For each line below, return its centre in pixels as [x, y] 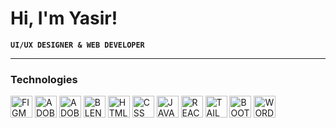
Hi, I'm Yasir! [64, 18]
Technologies [44, 79]
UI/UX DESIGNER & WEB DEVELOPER [77, 45]
